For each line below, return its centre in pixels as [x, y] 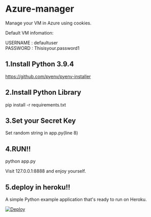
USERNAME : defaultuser [32, 43]
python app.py [21, 161]
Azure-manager [40, 9]
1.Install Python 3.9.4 [40, 64]
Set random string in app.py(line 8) [42, 133]
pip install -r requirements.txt [36, 104]
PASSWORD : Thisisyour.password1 [42, 48]
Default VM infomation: [29, 33]
